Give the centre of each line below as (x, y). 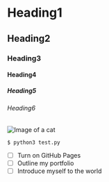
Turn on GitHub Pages (49, 155)
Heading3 (24, 58)
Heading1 (35, 13)
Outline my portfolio (45, 163)
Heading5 (22, 90)
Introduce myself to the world (59, 171)
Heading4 (22, 75)
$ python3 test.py (34, 142)
